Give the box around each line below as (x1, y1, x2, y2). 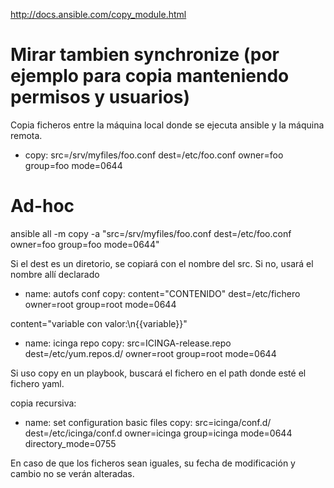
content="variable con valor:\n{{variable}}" (10, 317, 188, 329)
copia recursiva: (10, 397, 77, 409)
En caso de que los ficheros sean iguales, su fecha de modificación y (10, 457, 296, 469)
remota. (10, 129, 43, 141)
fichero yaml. (10, 377, 65, 389)
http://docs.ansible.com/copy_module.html (10, 9, 187, 20)
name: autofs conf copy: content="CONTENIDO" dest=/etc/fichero (24, 287, 301, 299)
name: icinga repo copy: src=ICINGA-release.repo (24, 337, 232, 349)
